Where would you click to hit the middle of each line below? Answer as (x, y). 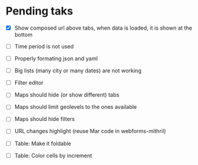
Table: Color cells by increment (53, 155)
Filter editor (29, 83)
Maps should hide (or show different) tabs (67, 95)
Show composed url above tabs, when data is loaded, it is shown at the (103, 28)
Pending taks (39, 11)
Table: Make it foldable (43, 143)
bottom (23, 35)
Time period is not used (44, 46)
